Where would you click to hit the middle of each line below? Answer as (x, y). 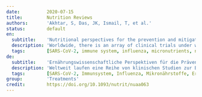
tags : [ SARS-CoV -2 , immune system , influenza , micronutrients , (102, 51)
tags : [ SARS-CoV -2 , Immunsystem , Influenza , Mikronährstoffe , (100, 74)
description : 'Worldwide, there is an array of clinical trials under (102, 46)
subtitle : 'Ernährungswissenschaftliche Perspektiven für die (95, 62)
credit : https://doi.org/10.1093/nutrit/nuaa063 (78, 85)
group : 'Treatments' (43, 79)
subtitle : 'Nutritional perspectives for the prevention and (94, 40)
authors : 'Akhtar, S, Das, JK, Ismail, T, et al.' (79, 23)
